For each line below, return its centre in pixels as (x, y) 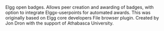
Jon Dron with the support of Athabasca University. (59, 23)
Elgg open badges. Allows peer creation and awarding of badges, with (79, 7)
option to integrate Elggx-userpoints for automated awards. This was (78, 12)
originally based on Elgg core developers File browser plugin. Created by (82, 18)
